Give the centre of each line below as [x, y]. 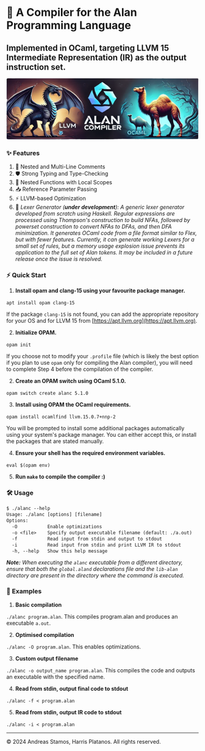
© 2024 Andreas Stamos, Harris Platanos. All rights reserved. [84, 741]
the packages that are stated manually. [55, 441]
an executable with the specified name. [56, 677]
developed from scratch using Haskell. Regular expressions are [95, 214]
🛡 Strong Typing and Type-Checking [62, 173]
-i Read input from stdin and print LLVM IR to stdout [97, 545]
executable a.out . [29, 623]
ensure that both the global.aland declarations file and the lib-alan [92, 569]
